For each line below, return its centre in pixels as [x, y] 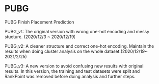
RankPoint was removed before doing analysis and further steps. [70, 76]
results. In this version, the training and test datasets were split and [72, 71]
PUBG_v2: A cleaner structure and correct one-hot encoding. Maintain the [79, 46]
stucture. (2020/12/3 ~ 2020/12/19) [40, 37]
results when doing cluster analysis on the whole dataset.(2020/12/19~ [76, 51]
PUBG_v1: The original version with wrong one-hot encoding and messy [77, 31]
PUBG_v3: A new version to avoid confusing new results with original [74, 66]
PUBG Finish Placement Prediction [40, 22]
